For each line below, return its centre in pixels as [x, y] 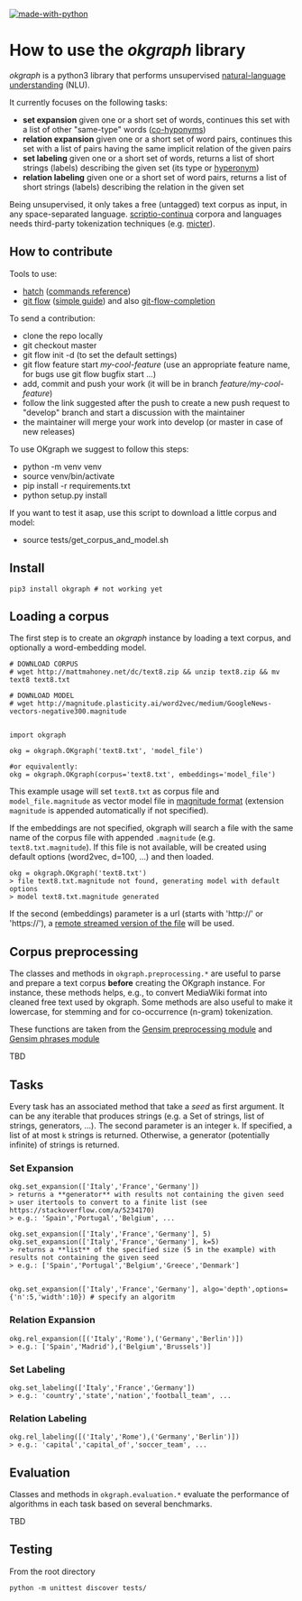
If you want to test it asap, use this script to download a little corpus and [143, 512]
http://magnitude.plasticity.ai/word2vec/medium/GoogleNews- [155, 704]
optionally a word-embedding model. [78, 648]
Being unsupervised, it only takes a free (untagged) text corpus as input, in [148, 204]
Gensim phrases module [55, 1039]
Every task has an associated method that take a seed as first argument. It [147, 1106]
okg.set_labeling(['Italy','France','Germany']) [102, 1388]
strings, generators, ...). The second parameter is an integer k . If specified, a [151, 1126]
